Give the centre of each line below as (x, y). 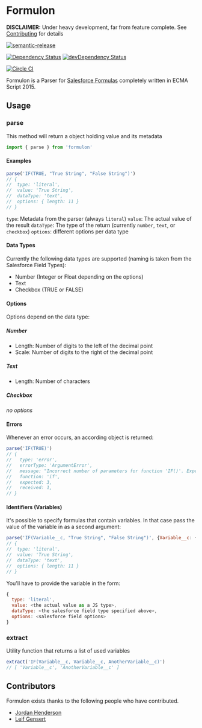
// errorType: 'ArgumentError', (50, 465)
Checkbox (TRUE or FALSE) (49, 290)
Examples (19, 161)
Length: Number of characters (52, 381)
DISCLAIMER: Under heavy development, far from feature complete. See (97, 27)
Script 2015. (21, 87)
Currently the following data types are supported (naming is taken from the (99, 259)
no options (20, 410)
